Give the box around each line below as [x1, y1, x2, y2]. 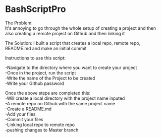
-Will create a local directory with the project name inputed [5, 95, 125, 101]
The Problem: [5, 20, 33, 26]
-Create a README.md [5, 106, 52, 112]
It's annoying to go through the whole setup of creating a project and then [5, 25, 156, 31]
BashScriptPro [5, 3, 66, 15]
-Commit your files [5, 116, 44, 122]
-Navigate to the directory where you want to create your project [5, 65, 137, 70]
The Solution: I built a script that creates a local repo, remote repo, [5, 40, 141, 46]
